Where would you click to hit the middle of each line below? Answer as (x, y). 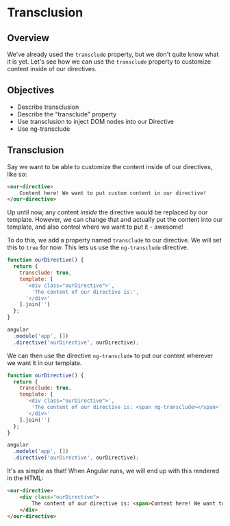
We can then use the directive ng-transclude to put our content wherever (110, 355)
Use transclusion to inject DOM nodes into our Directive (95, 121)
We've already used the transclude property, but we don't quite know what (113, 54)
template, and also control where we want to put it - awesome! (95, 227)
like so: (17, 174)
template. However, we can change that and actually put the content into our (115, 220)
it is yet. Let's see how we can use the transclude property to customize (109, 62)
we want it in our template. (44, 363)
